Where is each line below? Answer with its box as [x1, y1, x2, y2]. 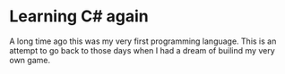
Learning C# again [9, 6, 150, 27]
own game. [9, 54, 51, 65]
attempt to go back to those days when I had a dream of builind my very [9, 45, 275, 55]
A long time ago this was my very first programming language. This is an [9, 36, 277, 46]
